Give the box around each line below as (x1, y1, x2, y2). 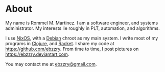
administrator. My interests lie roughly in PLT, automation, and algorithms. (5, 25, 160, 31)
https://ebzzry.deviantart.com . (5, 51, 69, 57)
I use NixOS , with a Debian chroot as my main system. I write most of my (5, 35, 158, 41)
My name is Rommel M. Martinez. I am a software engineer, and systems (5, 20, 158, 26)
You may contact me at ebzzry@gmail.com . (5, 61, 97, 67)
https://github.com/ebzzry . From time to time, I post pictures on (5, 46, 139, 52)
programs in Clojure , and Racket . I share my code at (5, 40, 115, 46)
